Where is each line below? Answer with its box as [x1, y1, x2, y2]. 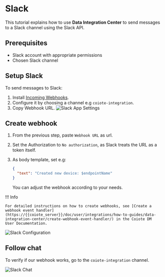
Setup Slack [5, 72, 43, 80]
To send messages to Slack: [5, 85, 63, 91]
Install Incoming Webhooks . [12, 94, 69, 100]
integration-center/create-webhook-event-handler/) [5, 217, 114, 222]
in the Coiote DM [115, 217, 152, 222]
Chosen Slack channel [12, 57, 58, 63]
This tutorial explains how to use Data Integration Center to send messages [5, 19, 160, 25]
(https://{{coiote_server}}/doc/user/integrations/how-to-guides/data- [5, 212, 156, 217]
